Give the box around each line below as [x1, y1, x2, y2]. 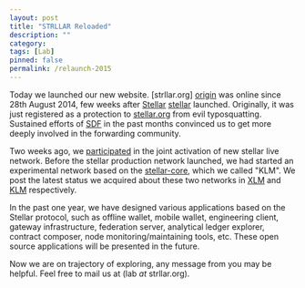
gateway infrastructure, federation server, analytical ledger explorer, [9, 221, 266, 232]
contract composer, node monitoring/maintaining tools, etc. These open [9, 231, 280, 242]
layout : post [9, 13, 59, 23]
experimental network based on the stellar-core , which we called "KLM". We [9, 165, 296, 176]
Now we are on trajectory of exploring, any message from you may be [9, 258, 272, 269]
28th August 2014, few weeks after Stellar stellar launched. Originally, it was [9, 98, 294, 109]
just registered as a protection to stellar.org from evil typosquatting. [9, 108, 262, 119]
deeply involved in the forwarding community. [9, 128, 182, 139]
